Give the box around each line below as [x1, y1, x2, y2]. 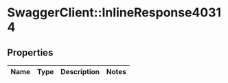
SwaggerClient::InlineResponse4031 [7, 5, 222, 21]
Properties [7, 47, 54, 58]
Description [60, 67, 100, 76]
